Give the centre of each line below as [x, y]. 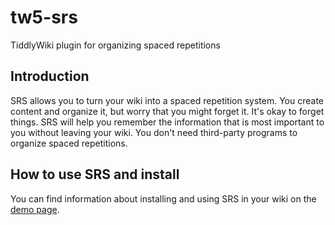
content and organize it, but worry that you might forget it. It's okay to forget [167, 111]
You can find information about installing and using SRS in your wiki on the [163, 198]
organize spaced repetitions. [69, 143]
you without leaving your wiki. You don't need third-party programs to [154, 132]
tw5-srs [44, 17]
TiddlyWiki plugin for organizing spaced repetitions [115, 45]
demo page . [35, 209]
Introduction [50, 76]
